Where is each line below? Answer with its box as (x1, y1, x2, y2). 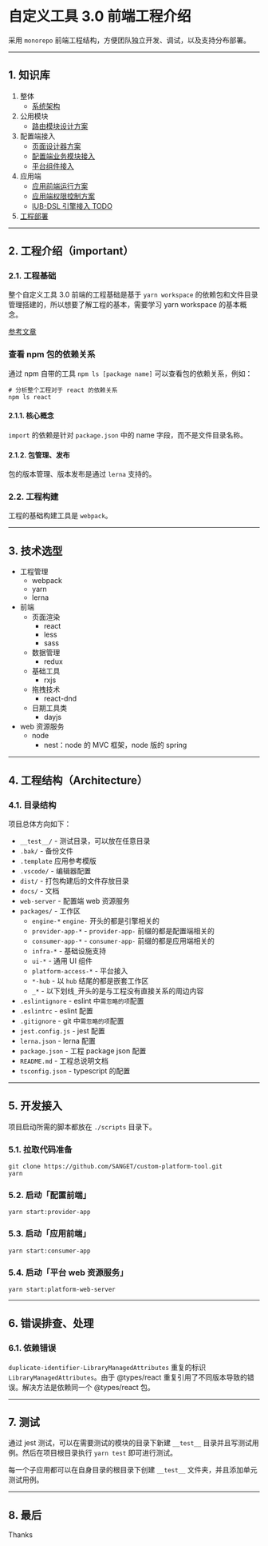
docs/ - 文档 (19, 885, 60, 896)
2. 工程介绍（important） (8, 245, 134, 258)
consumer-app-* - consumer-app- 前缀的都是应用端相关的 (31, 936, 215, 945)
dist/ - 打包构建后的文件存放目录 (19, 876, 129, 885)
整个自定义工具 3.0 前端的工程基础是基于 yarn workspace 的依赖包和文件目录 (8, 290, 258, 300)
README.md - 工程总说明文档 (19, 1056, 109, 1065)
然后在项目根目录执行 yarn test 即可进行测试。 (22, 1448, 178, 1458)
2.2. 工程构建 (8, 491, 59, 502)
